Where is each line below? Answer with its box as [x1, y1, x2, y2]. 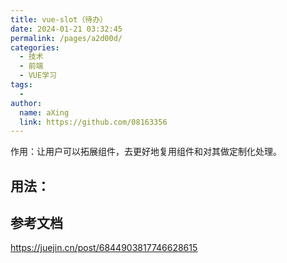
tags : [10, 80, 33, 90]
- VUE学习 [19, 71, 57, 81]
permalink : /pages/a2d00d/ [10, 33, 123, 43]
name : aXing [19, 107, 70, 118]
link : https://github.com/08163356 [19, 117, 168, 127]
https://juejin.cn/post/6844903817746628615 [10, 242, 198, 254]
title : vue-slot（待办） [10, 14, 108, 25]
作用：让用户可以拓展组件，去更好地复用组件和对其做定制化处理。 [10, 146, 282, 158]
